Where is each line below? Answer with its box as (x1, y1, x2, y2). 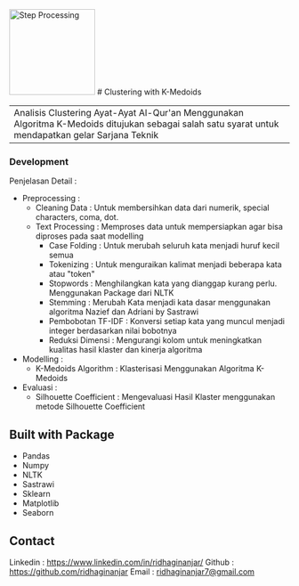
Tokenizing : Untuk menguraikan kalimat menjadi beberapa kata (48, 259, 282, 270)
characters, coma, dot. (35, 212, 119, 223)
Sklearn (21, 489, 51, 500)
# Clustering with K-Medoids (96, 86, 202, 97)
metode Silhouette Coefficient (35, 401, 145, 412)
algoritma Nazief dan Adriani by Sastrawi (48, 306, 198, 317)
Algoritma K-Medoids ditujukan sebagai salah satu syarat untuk (13, 118, 279, 130)
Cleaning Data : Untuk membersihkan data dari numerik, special (35, 202, 270, 213)
